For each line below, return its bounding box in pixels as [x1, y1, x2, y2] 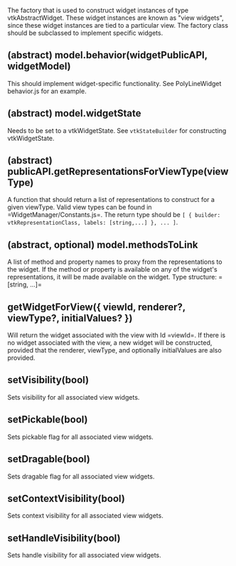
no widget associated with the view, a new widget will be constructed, [7, 338, 213, 347]
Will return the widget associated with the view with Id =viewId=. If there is [7, 331, 226, 340]
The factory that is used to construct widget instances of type [7, 6, 189, 14]
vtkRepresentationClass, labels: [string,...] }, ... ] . [7, 218, 178, 227]
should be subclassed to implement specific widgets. [7, 28, 163, 37]
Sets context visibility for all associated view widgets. [7, 511, 163, 520]
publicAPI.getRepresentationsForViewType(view [7, 166, 229, 178]
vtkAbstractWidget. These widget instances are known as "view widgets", [7, 14, 224, 22]
